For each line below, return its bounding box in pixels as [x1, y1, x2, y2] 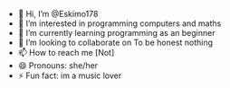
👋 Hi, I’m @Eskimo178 [17, 9, 99, 19]
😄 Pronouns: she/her [17, 60, 98, 71]
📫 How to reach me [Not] [17, 48, 115, 57]
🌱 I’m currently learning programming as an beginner [17, 28, 216, 38]
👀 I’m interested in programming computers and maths [17, 18, 222, 29]
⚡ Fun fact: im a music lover [17, 70, 122, 81]
